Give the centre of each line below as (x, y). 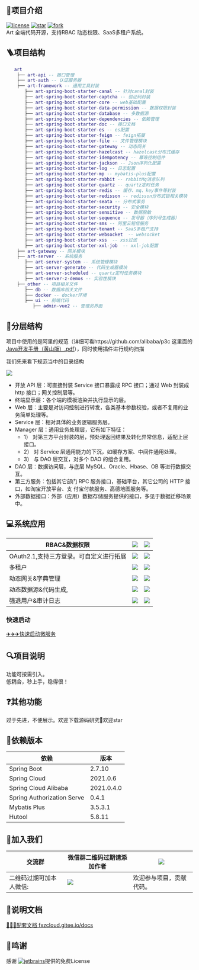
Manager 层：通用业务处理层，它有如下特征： (70, 429)
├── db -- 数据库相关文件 (53, 290)
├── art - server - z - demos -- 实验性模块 (70, 278)
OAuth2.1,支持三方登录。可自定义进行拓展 (68, 556)
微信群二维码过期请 (94, 857)
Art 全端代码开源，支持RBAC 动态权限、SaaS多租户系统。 (76, 32)
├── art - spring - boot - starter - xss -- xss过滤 (81, 240)
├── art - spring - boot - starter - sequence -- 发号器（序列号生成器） (102, 218)
